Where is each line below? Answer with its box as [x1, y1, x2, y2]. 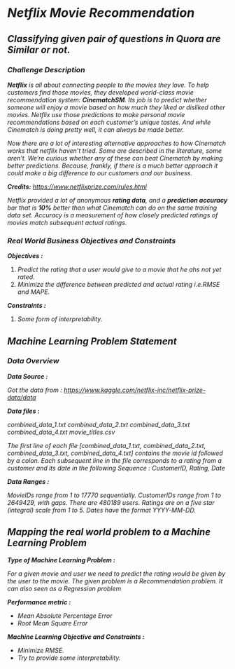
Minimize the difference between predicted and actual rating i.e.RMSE [17, 281, 220, 289]
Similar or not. [7, 43, 71, 55]
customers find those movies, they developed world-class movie [7, 88, 194, 96]
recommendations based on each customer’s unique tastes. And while [7, 118, 211, 126]
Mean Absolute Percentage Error [17, 611, 113, 620]
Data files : [7, 407, 40, 415]
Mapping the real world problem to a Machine [7, 526, 211, 538]
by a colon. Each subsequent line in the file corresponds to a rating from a [7, 456, 222, 464]
